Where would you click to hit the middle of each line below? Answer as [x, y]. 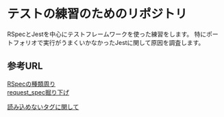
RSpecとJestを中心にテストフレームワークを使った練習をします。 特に [107, 34]
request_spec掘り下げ [38, 92]
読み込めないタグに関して [43, 107]
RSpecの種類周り [32, 84]
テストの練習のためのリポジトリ [97, 14]
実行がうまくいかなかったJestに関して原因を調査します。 [124, 42]
